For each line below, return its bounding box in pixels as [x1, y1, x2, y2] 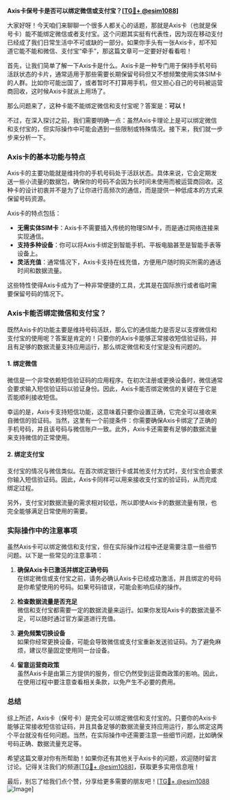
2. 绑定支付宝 [7, 450, 44, 458]
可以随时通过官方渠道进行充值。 [29, 614, 120, 623]
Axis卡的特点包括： [7, 209, 62, 218]
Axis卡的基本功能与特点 [7, 152, 86, 162]
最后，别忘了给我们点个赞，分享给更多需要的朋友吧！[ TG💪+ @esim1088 [7, 777, 210, 785]
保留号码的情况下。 [12, 290, 67, 298]
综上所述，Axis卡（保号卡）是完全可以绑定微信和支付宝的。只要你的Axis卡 [7, 714, 218, 722]
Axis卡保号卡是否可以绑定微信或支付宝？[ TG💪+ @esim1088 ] [7, 7, 179, 14]
